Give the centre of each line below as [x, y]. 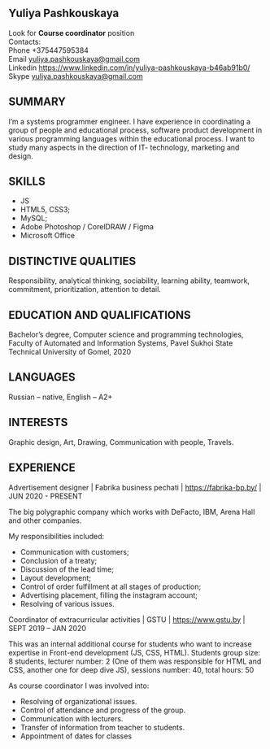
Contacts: [25, 41]
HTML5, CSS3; [45, 210]
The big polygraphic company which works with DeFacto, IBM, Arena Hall [132, 512]
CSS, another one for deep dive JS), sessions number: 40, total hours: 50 [131, 669]
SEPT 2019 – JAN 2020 [48, 628]
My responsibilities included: [57, 536]
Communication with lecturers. [72, 718]
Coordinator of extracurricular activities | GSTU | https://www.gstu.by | [127, 619]
